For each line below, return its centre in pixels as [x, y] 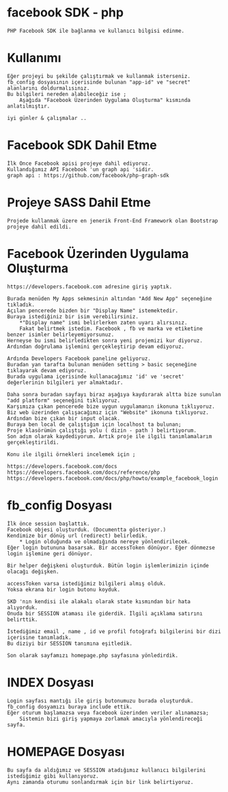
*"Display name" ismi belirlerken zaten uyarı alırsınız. [103, 322]
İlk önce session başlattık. [48, 524]
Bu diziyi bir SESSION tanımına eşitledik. [70, 643]
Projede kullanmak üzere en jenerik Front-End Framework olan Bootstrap [113, 220]
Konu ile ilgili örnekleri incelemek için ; [71, 454]
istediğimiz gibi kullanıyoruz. [53, 776]
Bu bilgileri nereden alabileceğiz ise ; [67, 94]
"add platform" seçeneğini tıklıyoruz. [64, 400]
